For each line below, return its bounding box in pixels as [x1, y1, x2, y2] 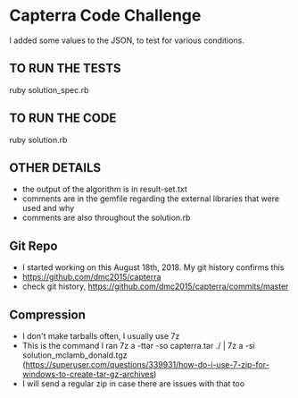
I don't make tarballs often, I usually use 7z [21, 331, 180, 341]
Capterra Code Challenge [9, 5, 202, 26]
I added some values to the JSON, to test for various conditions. [9, 35, 245, 46]
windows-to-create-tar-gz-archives [21, 368, 154, 379]
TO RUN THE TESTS [9, 61, 122, 76]
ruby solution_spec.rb [9, 84, 89, 95]
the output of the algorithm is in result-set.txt [21, 184, 187, 195]
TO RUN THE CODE [9, 111, 117, 126]
